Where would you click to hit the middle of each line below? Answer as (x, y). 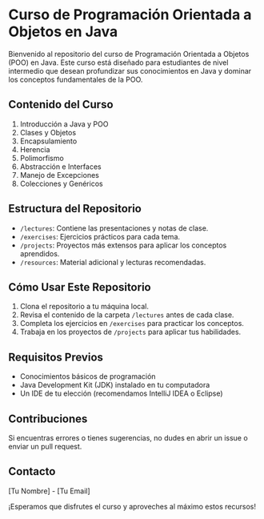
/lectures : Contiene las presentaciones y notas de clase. (114, 228)
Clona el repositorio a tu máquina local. (84, 307)
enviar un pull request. (45, 447)
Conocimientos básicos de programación (88, 376)
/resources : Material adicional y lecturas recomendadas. (113, 262)
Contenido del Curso (61, 105)
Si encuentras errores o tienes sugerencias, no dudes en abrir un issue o (128, 438)
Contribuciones (48, 418)
